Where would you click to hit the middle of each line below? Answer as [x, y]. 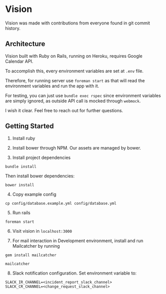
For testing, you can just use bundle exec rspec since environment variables [83, 95]
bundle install [21, 166]
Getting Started [30, 126]
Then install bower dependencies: [40, 176]
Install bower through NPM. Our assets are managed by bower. [77, 147]
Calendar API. [19, 61]
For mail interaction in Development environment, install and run [78, 241]
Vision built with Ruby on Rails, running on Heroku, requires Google [74, 56]
